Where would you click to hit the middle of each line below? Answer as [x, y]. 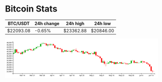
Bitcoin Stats [31, 9]
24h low [102, 24]
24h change [47, 24]
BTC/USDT [19, 24]
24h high [75, 24]
